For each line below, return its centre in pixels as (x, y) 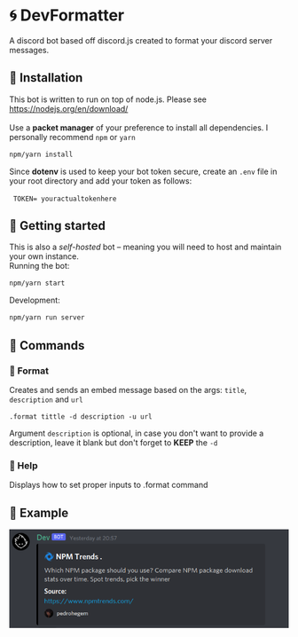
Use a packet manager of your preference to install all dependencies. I (139, 127)
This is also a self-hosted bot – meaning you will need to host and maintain (145, 247)
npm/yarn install (41, 154)
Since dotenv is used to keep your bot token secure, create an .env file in (143, 171)
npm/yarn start (37, 283)
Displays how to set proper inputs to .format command (109, 485)
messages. (29, 50)
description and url (46, 399)
